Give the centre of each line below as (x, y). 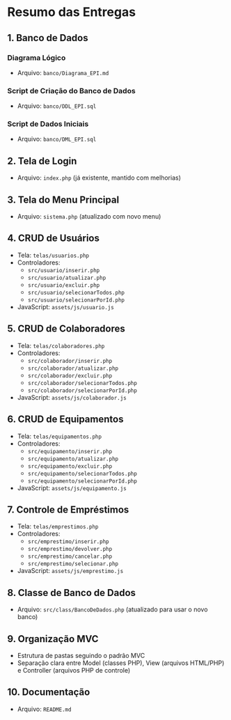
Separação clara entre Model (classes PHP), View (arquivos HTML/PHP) (121, 663)
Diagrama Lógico (37, 58)
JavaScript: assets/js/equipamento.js (72, 487)
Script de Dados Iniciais (48, 124)
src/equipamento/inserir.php (70, 451)
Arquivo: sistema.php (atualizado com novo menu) (89, 217)
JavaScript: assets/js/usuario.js (66, 306)
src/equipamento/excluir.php (70, 466)
